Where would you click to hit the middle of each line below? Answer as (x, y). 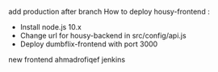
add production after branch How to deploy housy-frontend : (109, 12)
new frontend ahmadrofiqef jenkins (67, 60)
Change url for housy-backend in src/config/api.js (103, 36)
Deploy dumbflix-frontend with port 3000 (89, 44)
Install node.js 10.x (51, 27)
